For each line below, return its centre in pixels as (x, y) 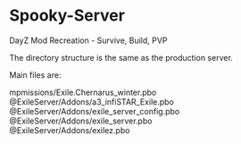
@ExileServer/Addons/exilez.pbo (70, 130)
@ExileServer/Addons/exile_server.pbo (81, 121)
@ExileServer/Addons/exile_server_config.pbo (95, 111)
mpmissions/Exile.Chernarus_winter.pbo (83, 92)
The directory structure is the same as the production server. (121, 57)
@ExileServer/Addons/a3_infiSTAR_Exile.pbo (91, 102)
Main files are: (35, 75)
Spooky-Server (67, 16)
